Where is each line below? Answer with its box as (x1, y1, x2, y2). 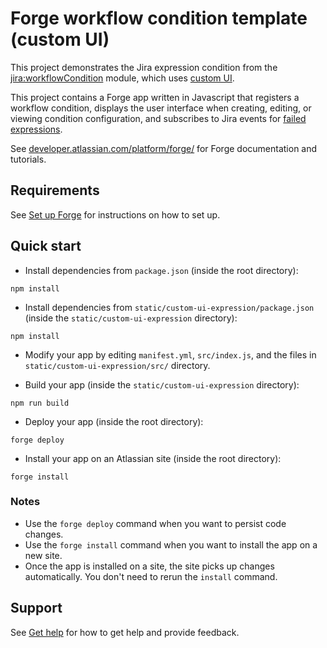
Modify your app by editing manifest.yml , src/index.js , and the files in (24, 348, 317, 361)
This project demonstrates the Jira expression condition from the (10, 61, 278, 73)
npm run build (10, 398, 70, 408)
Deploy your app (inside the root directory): (24, 415, 204, 427)
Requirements (10, 182, 100, 199)
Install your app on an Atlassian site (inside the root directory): (24, 452, 282, 464)
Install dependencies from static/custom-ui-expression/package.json (24, 301, 315, 313)
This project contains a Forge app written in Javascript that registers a (10, 91, 300, 103)
